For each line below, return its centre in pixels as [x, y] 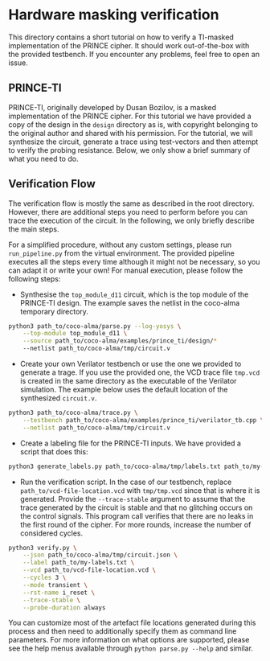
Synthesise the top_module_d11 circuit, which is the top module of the [134, 294]
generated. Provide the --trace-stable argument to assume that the [133, 499]
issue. [18, 63]
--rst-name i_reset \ [59, 593]
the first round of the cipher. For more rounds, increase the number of [135, 524]
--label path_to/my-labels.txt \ [79, 563]
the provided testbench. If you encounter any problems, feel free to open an [134, 54]
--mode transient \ [55, 585]
